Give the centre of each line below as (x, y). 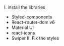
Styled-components (32, 17)
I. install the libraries (25, 7)
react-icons (23, 33)
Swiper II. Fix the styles (35, 38)
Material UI (23, 27)
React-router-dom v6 (33, 22)
